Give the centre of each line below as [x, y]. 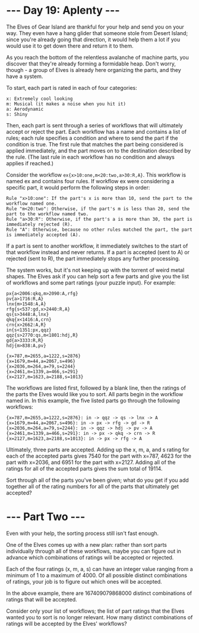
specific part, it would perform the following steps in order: [78, 187]
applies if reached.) [30, 163]
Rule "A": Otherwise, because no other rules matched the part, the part [99, 230]
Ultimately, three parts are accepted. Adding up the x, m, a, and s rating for [98, 449]
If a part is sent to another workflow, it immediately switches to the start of [97, 246]
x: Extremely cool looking [40, 99]
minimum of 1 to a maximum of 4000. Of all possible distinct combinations [97, 575]
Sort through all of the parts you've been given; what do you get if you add [97, 480]
